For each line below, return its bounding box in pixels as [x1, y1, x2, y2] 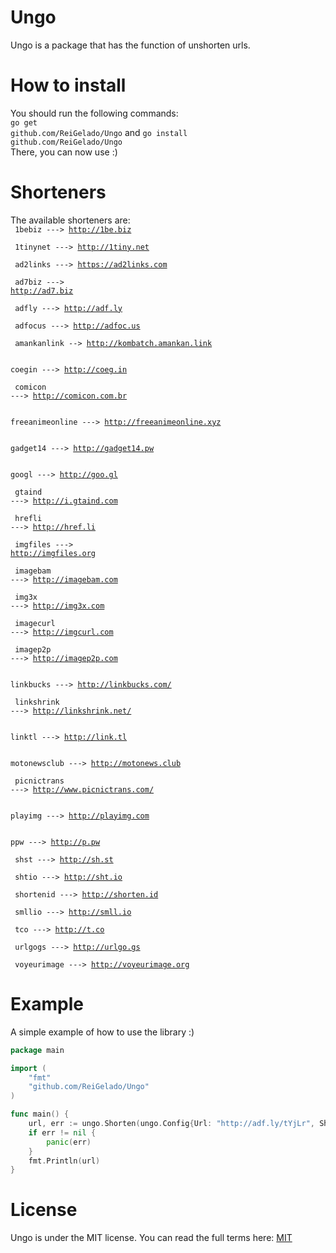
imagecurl [14, 618, 56, 628]
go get [10, 117, 38, 128]
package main [10, 1045, 65, 1055]
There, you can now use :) [10, 146, 118, 158]
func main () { [10, 1109, 70, 1120]
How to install [10, 74, 127, 97]
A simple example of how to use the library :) [10, 1026, 195, 1038]
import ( [10, 1063, 47, 1073]
